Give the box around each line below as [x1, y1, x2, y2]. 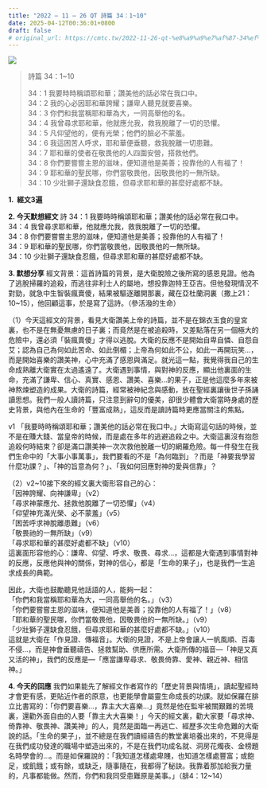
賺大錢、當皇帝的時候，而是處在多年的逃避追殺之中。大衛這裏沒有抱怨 [29, 431, 259, 442]
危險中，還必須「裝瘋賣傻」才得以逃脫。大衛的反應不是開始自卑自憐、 [8, 335, 238, 345]
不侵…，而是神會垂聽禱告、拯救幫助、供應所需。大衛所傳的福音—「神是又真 [8, 645, 258, 654]
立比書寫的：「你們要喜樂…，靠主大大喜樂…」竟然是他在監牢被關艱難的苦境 [8, 701, 254, 711]
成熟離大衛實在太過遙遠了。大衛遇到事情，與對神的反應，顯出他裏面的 [14, 365, 245, 375]
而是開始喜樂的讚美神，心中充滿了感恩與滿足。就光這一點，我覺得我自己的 [8, 355, 252, 365]
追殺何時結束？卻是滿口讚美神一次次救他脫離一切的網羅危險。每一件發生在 [8, 442, 252, 451]
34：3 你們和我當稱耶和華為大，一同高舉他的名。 [27, 108, 190, 118]
